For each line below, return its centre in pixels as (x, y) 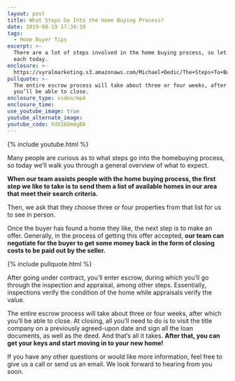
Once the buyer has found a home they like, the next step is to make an (110, 228)
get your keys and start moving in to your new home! (85, 343)
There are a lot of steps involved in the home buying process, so (114, 53)
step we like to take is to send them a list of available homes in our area (112, 186)
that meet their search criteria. (52, 194)
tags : (15, 33)
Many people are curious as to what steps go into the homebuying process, (116, 157)
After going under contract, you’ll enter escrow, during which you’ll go (108, 278)
